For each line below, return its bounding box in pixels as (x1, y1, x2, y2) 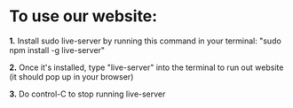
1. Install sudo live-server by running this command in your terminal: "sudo (9, 35, 281, 46)
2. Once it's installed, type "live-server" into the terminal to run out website (9, 62, 284, 73)
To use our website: (9, 6, 158, 27)
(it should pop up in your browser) (9, 71, 134, 81)
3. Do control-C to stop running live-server (9, 89, 166, 99)
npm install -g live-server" (9, 44, 105, 55)
